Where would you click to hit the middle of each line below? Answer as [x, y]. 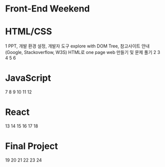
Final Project [32, 146]
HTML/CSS [29, 32]
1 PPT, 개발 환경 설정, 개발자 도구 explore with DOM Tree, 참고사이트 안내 [78, 46]
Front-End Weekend [48, 9]
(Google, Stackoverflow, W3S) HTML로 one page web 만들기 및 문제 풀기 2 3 [83, 52]
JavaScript [28, 78]
